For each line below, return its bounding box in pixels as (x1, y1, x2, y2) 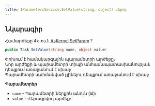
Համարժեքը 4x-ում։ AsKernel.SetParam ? (5, 38, 93, 44)
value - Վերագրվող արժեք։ (12, 96, 72, 102)
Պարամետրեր (5, 81, 37, 87)
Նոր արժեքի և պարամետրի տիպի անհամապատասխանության (5, 61, 151, 67)
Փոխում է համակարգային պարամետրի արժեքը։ (5, 56, 115, 62)
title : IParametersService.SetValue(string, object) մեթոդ (5, 7, 127, 12)
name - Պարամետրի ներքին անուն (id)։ (12, 90, 97, 96)
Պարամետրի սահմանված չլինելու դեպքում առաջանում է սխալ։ (5, 71, 149, 78)
